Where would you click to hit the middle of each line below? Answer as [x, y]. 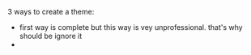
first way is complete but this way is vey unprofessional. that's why [131, 27]
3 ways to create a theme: [51, 12]
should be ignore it [51, 36]
